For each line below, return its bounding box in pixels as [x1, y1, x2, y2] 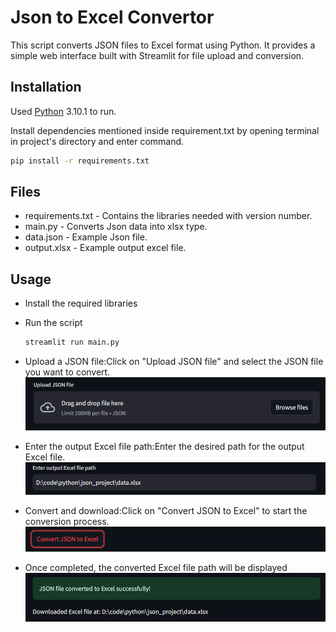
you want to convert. [24, 366, 111, 378]
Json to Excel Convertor [10, 6, 215, 29]
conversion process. [24, 515, 110, 527]
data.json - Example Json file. [24, 231, 148, 243]
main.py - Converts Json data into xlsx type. [24, 221, 208, 233]
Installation [10, 79, 82, 96]
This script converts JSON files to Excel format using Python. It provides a [10, 39, 316, 51]
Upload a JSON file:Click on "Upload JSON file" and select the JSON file [24, 356, 324, 368]
